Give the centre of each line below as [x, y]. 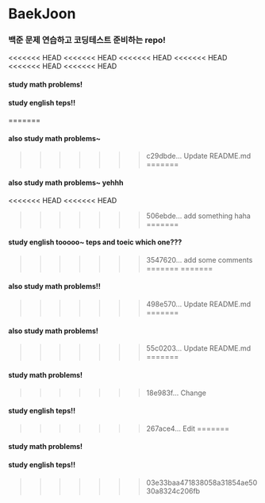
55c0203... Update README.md [199, 348]
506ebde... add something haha [199, 216]
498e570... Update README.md [199, 304]
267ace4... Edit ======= [188, 428]
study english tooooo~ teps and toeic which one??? [95, 242]
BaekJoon [42, 14]
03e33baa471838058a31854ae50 [202, 482]
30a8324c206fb [173, 491]
